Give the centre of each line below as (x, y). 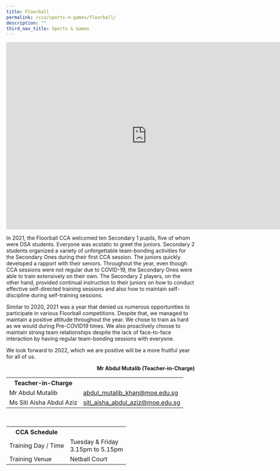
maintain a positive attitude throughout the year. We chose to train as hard (98, 320)
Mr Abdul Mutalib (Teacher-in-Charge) (146, 369)
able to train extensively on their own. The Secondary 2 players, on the (93, 276)
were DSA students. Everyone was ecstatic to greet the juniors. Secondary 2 (101, 244)
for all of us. (21, 357)
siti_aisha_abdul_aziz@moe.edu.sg (132, 403)
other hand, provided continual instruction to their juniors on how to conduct (100, 283)
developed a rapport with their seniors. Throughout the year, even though (97, 264)
